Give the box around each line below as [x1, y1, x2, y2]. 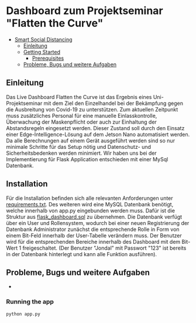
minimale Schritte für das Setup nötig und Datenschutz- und [6, 143, 151, 150]
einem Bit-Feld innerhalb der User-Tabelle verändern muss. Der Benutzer [6, 232, 183, 239]
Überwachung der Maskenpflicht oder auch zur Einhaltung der [6, 118, 157, 125]
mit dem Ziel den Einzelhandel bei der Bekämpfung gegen [43, 100, 183, 107]
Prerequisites [32, 55, 64, 62]
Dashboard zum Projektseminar [6, 4, 163, 18]
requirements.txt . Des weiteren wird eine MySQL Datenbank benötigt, [6, 200, 174, 208]
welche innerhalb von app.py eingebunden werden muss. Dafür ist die [6, 207, 176, 214]
